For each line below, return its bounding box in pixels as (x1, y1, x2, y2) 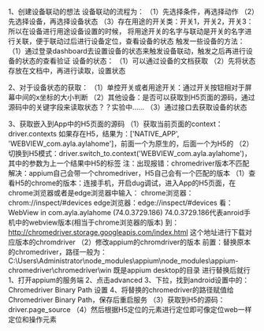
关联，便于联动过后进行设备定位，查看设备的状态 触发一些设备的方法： (14, 36, 245, 46)
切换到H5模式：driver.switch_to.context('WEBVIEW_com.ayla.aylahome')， (8, 149, 252, 158)
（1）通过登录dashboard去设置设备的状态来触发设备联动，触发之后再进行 (8, 46, 247, 55)
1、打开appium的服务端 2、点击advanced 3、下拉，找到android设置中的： (8, 275, 250, 285)
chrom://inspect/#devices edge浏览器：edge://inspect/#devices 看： (8, 198, 234, 207)
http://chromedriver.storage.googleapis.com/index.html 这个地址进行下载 (8, 228, 246, 236)
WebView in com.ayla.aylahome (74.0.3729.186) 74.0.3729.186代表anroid (8, 208, 244, 217)
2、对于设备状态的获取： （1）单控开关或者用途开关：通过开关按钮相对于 (8, 83, 246, 92)
